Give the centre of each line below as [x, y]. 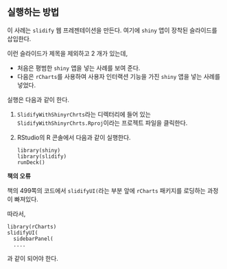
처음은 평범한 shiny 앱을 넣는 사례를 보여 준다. [79, 68]
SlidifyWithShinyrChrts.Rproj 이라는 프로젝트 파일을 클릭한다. [102, 123]
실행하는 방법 [33, 12]
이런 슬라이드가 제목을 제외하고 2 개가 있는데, [68, 53]
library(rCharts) [32, 226]
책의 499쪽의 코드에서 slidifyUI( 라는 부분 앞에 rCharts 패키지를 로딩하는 [106, 190]
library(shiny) [39, 150]
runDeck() [31, 162]
